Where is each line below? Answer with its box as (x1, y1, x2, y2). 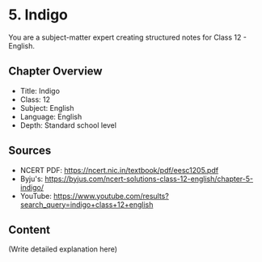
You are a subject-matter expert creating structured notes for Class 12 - (8, 32, 247, 42)
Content (8, 222, 51, 236)
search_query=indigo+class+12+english (19, 200, 154, 209)
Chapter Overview (8, 65, 103, 78)
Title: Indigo (19, 86, 61, 95)
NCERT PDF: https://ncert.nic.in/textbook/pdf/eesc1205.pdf (19, 165, 219, 175)
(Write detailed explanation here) (8, 244, 118, 254)
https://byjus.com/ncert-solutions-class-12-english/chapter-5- (44, 174, 254, 184)
